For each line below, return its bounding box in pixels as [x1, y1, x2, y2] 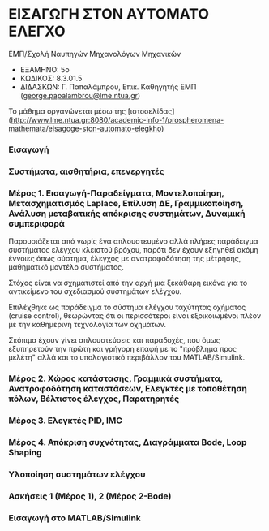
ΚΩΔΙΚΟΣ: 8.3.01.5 [19, 73, 83, 83]
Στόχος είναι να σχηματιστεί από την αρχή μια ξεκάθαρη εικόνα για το [8, 278, 248, 288]
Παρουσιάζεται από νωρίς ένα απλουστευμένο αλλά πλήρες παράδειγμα [8, 236, 258, 246]
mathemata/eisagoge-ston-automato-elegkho [8, 123, 162, 133]
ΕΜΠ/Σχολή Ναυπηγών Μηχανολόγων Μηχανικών [8, 49, 181, 58]
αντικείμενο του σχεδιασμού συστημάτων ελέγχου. [8, 287, 182, 296]
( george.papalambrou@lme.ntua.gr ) [19, 90, 141, 100]
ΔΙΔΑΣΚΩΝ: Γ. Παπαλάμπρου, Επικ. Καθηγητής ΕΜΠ [19, 82, 197, 92]
